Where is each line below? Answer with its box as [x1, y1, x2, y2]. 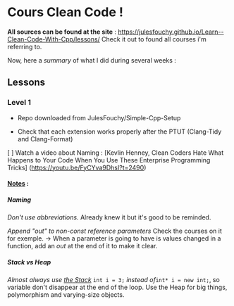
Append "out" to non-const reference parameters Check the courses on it [7, 227, 222, 236]
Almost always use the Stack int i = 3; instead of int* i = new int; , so [7, 276, 220, 284]
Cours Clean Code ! [7, 4, 123, 20]
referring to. [7, 42, 42, 51]
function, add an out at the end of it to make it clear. [7, 242, 158, 250]
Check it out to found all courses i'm [101, 34, 207, 43]
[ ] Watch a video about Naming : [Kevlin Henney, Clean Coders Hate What [7, 148, 224, 157]
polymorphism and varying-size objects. [7, 291, 125, 299]
